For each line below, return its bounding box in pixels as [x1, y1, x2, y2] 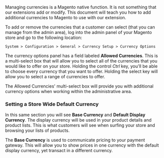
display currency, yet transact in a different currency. [5, 148, 113, 154]
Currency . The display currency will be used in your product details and [5, 117, 152, 123]
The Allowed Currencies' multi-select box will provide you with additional [5, 83, 154, 89]
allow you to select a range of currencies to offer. [5, 74, 105, 79]
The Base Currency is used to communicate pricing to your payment [5, 137, 145, 143]
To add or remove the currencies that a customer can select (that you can [5, 24, 155, 30]
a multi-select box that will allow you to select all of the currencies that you [5, 58, 158, 63]
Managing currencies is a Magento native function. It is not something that [5, 4, 157, 10]
